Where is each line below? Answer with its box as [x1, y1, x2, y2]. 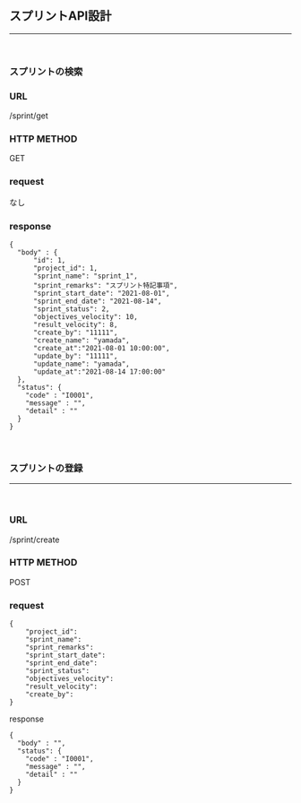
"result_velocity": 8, [32, 320, 118, 329]
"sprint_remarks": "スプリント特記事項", [32, 281, 178, 289]
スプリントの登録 [9, 462, 83, 474]
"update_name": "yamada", [32, 359, 130, 368]
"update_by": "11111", [32, 351, 118, 360]
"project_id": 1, [32, 263, 99, 272]
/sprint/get [9, 110, 49, 121]
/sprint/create [9, 534, 60, 545]
